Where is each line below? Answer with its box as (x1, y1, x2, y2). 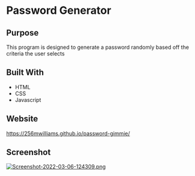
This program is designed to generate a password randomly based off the (6, 43, 190, 51)
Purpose (6, 28, 39, 38)
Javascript (14, 96, 42, 103)
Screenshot (6, 147, 51, 157)
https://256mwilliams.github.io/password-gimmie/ (6, 130, 131, 137)
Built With (6, 68, 44, 78)
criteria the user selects (6, 50, 65, 57)
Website (6, 114, 38, 124)
